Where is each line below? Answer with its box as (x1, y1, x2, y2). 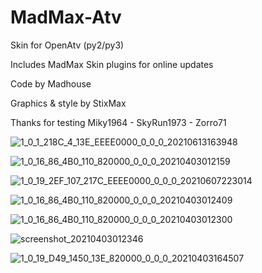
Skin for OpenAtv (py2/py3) (10, 39, 125, 51)
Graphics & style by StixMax (10, 97, 127, 109)
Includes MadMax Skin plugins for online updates (10, 58, 214, 70)
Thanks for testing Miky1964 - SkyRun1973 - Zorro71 (10, 116, 227, 128)
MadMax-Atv (10, 6, 122, 29)
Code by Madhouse (10, 77, 92, 90)
